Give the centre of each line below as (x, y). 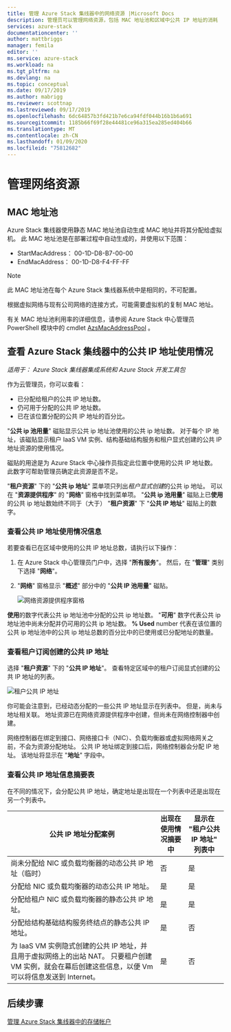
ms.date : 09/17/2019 (37, 90)
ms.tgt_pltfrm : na (33, 71)
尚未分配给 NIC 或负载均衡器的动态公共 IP (78, 863)
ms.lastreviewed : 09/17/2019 (49, 110)
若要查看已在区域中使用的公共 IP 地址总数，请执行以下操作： (93, 548)
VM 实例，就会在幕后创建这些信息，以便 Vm (82, 966)
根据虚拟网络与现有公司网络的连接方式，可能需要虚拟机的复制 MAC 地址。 (112, 305)
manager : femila (30, 46)
